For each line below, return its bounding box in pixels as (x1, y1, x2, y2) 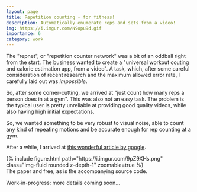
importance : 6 (6, 31, 41, 37)
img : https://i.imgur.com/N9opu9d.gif (6, 25, 102, 31)
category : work (6, 36, 44, 42)
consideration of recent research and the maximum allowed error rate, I (6, 72, 180, 78)
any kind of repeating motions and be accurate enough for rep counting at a (6, 126, 191, 133)
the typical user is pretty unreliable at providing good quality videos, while (6, 102, 186, 108)
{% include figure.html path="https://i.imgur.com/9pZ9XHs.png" (6, 155, 163, 162)
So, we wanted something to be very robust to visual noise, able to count (6, 120, 184, 126)
